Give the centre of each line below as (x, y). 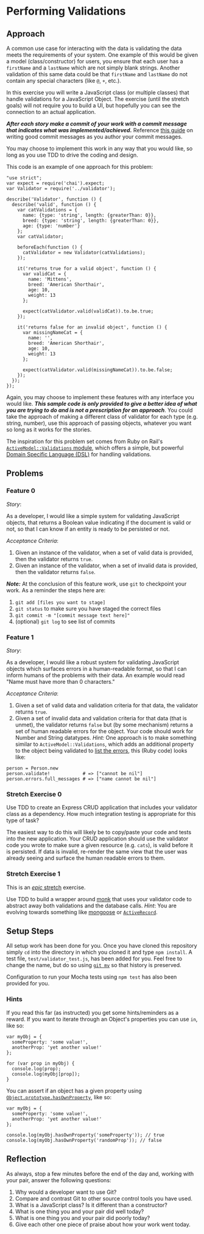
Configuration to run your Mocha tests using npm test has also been (92, 977)
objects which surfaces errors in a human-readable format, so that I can (97, 668)
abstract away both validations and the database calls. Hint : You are (91, 906)
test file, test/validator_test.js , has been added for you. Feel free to (94, 959)
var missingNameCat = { (53, 333)
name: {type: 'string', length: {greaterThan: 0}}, (89, 215)
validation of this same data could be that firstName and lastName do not (97, 74)
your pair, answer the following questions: (59, 1180)
